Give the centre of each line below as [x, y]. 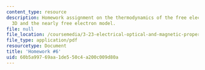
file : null [20, 29]
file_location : [26, 35]
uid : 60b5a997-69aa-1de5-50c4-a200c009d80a [63, 57]
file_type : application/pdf [42, 40]
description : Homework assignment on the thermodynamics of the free [97, 18]
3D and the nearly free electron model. [64, 23]
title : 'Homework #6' [34, 52]
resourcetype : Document [37, 46]
